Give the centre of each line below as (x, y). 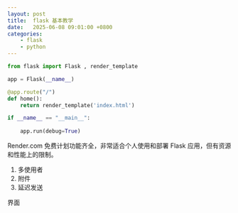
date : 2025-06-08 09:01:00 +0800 (60, 27)
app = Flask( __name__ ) (41, 79)
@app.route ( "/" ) (31, 92)
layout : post (27, 14)
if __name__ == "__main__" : (49, 118)
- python (33, 47)
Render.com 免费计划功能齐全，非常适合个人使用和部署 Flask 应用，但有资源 (119, 146)
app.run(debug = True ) (50, 131)
